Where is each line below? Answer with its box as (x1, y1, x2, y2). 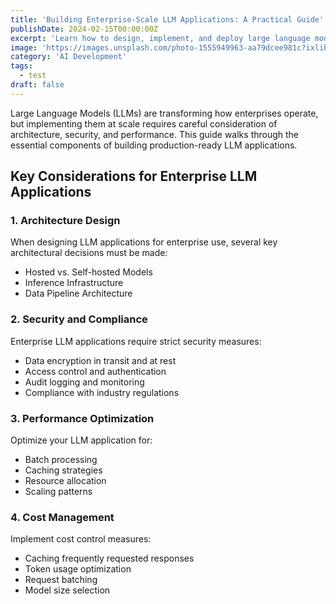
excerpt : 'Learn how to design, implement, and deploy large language (10, 33, 311, 43)
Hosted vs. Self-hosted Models (24, 266, 153, 278)
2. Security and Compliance (10, 312, 148, 326)
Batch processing (24, 454, 98, 466)
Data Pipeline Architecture (24, 287, 133, 300)
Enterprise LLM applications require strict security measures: (10, 335, 262, 347)
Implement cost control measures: (10, 533, 152, 545)
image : (10, 42, 38, 53)
